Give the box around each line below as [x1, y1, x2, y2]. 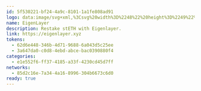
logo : [6, 14, 20, 20]
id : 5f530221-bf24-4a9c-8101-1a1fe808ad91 [6, 8, 114, 15]
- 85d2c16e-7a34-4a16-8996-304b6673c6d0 [11, 70, 114, 76]
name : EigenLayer [6, 20, 50, 26]
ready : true [6, 75, 36, 81]
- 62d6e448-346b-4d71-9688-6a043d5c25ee [11, 43, 114, 48]
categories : [6, 53, 36, 59]
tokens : [6, 37, 26, 43]
